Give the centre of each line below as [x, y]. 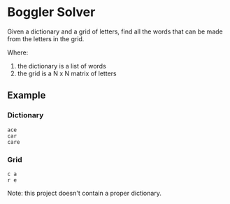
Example [27, 95]
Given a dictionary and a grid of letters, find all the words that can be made [115, 31]
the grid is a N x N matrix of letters [67, 73]
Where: [18, 52]
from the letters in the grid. [46, 38]
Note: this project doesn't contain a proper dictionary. [85, 193]
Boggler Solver [51, 12]
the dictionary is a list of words [62, 66]
